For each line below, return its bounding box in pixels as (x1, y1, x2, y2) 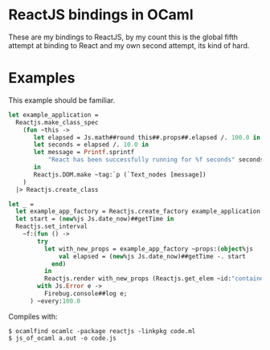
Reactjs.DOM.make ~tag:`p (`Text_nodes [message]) (33, 170, 207, 178)
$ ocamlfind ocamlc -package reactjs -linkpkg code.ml (8, 327, 196, 335)
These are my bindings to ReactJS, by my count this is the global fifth (8, 32, 239, 42)
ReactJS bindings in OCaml (8, 6, 194, 24)
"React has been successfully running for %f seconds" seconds (47, 156, 264, 164)
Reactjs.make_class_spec (15, 118, 99, 126)
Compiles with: (8, 311, 58, 321)
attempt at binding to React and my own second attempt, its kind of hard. (8, 40, 250, 50)
